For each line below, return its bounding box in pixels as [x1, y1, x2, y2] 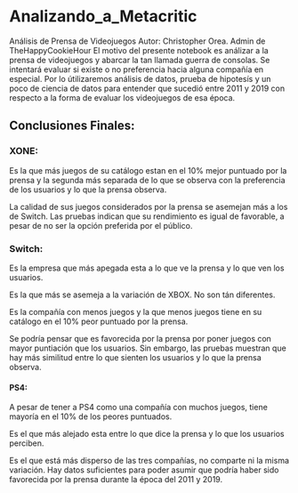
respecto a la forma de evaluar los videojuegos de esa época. [9, 92, 236, 103]
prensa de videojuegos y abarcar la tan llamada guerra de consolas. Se [9, 54, 270, 65]
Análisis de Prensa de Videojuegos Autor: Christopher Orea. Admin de [9, 36, 266, 46]
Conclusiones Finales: [9, 118, 135, 133]
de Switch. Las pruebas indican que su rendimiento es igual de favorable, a [9, 211, 285, 222]
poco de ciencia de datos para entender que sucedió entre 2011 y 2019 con [9, 83, 286, 93]
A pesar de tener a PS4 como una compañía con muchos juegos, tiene [9, 402, 269, 413]
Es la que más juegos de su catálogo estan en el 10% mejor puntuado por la [9, 165, 287, 175]
